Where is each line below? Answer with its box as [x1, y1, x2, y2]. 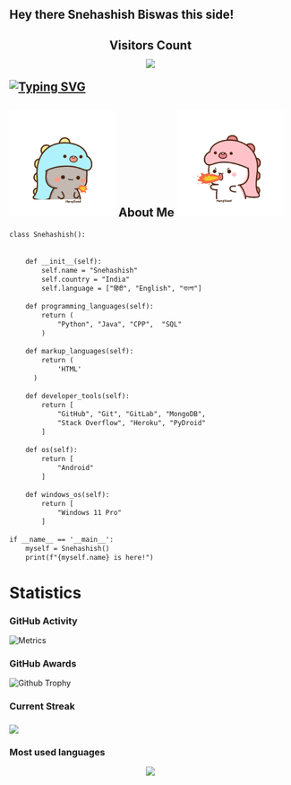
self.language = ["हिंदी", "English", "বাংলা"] [41, 283, 202, 292]
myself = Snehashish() [25, 544, 110, 553]
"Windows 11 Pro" [56, 508, 123, 517]
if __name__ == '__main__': [9, 535, 115, 544]
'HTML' [56, 364, 82, 373]
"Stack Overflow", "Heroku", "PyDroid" [56, 418, 206, 427]
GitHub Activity [9, 615, 78, 627]
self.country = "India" [41, 275, 130, 283]
